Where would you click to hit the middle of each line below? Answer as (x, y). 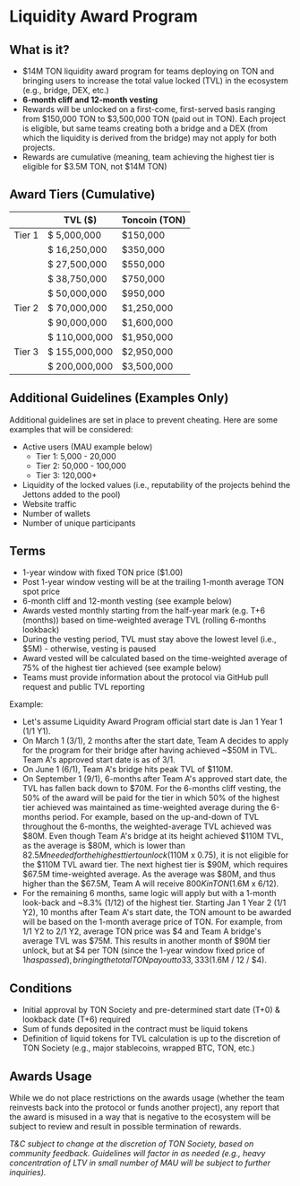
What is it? (39, 50)
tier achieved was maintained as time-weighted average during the (146, 807)
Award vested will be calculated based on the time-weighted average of (155, 658)
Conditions (41, 988)
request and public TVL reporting (83, 687)
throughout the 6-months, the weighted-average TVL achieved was (147, 826)
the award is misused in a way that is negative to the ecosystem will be (140, 1117)
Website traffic (49, 503)
